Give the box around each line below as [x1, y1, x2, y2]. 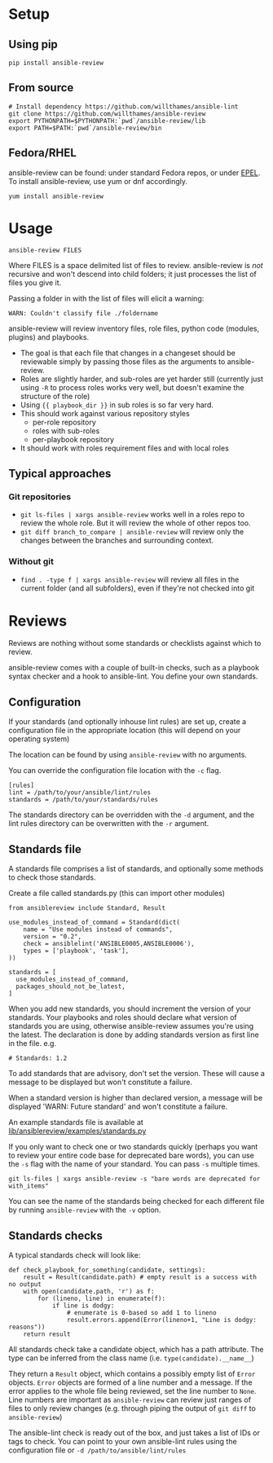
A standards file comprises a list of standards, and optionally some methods [8, 864, 264, 874]
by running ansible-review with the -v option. [8, 1205, 161, 1215]
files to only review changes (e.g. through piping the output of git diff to [8, 1403, 257, 1413]
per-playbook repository [32, 434, 115, 444]
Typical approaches [8, 466, 112, 481]
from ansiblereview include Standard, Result [8, 904, 165, 912]
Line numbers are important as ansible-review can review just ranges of [8, 1395, 251, 1404]
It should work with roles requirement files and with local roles [20, 443, 230, 453]
